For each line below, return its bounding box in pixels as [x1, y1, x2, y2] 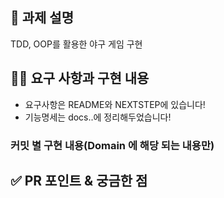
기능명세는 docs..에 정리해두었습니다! [24, 111, 172, 123]
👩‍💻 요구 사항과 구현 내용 [10, 70, 150, 87]
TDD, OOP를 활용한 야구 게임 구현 [10, 38, 143, 50]
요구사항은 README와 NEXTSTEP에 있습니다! [24, 98, 206, 110]
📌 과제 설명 [10, 9, 75, 27]
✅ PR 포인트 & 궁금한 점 [10, 172, 148, 189]
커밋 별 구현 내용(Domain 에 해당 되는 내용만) [10, 138, 215, 152]
